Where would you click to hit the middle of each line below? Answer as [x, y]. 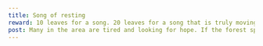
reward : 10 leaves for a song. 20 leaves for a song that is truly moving [133, 23]
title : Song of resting [47, 15]
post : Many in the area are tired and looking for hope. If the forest [127, 30]
